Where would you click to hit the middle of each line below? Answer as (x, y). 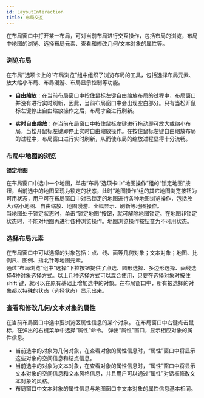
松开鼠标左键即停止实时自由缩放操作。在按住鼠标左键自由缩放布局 (114, 131)
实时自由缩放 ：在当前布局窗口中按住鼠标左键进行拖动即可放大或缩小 (100, 123)
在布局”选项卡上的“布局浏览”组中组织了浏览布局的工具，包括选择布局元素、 (100, 75)
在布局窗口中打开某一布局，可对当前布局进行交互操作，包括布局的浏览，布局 (102, 36)
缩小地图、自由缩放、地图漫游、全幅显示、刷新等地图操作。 (88, 206)
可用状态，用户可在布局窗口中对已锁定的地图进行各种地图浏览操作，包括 (97, 199)
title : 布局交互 (25, 18)
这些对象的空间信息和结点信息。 (55, 358)
